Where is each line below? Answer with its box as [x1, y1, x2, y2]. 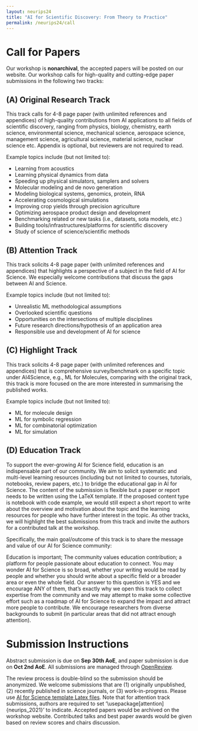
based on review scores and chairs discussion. [6, 719, 121, 726]
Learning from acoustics [14, 165, 74, 172]
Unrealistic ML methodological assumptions [14, 303, 122, 310]
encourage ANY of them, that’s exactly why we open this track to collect [6, 585, 182, 592]
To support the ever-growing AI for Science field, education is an [6, 461, 164, 468]
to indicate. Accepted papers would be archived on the [45, 706, 180, 713]
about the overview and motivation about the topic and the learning [6, 505, 170, 512]
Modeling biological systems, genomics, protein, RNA [14, 190, 145, 198]
